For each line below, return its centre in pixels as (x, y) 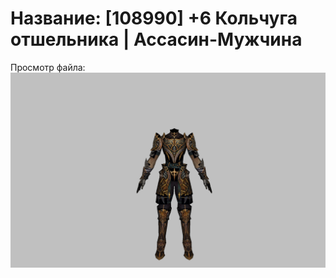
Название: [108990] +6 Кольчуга (154, 18)
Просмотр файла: (48, 67)
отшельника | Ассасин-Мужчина (156, 39)
